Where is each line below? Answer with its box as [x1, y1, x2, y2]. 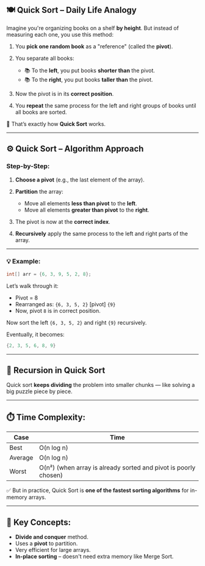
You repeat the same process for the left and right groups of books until [15, 101, 196, 109]
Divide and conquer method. [15, 533, 88, 540]
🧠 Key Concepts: [6, 517, 71, 527]
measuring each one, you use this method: [6, 31, 114, 38]
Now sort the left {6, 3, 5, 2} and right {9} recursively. [6, 318, 147, 326]
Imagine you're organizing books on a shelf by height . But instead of [6, 24, 179, 32]
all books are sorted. [15, 108, 67, 116]
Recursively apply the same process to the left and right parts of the [15, 230, 188, 237]
